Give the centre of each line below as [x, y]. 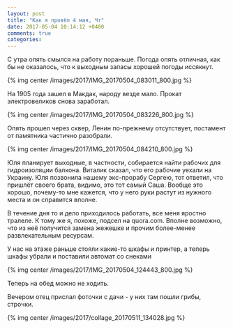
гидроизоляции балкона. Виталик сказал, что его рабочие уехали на [110, 170]
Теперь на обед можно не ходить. [58, 284]
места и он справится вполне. [52, 200]
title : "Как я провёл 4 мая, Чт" [56, 20]
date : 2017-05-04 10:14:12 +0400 [56, 26]
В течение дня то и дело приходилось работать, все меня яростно [107, 213]
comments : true [29, 33]
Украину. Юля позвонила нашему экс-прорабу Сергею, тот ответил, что [115, 178]
